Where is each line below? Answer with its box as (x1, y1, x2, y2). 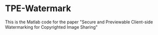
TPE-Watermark (5, 3, 72, 14)
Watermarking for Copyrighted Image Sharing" (5, 24, 98, 30)
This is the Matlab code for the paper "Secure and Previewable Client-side (5, 19, 153, 25)
